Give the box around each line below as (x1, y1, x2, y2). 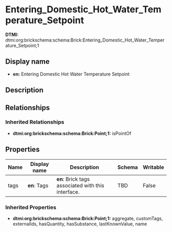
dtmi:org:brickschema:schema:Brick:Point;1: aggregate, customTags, (12, 215, 163, 221)
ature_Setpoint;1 (5, 42, 39, 48)
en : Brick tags (56, 176, 90, 183)
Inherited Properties (5, 204, 56, 211)
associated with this (56, 182, 105, 189)
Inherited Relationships (5, 119, 64, 126)
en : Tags (27, 182, 49, 189)
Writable (142, 163, 164, 170)
